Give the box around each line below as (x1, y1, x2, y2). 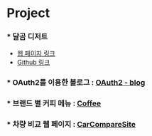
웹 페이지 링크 (16, 49, 55, 58)
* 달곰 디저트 (6, 32, 48, 42)
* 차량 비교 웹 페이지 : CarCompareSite (6, 120, 136, 130)
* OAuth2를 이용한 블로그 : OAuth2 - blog (6, 78, 146, 88)
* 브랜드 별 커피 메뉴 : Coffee (6, 98, 101, 108)
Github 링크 (16, 58, 50, 67)
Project (6, 5, 50, 21)
